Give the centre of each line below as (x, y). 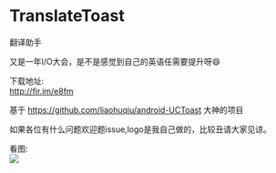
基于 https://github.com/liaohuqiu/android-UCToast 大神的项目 (127, 109)
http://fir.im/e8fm (42, 91)
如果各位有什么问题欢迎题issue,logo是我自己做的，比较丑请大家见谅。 (140, 129)
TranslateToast (67, 16)
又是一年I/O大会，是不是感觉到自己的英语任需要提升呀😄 (115, 61)
